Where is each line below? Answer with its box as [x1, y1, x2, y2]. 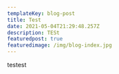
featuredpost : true [7, 36, 63, 42]
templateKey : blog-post [7, 10, 76, 17]
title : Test [7, 16, 41, 23]
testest [7, 61, 27, 69]
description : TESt [7, 29, 60, 36]
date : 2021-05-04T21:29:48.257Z [7, 23, 100, 29]
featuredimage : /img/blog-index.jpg [7, 42, 112, 49]
